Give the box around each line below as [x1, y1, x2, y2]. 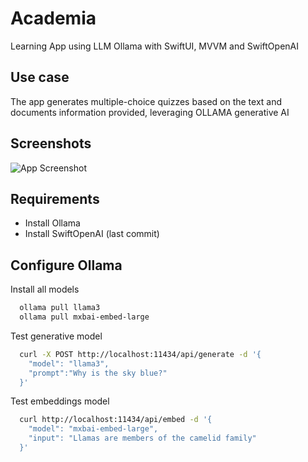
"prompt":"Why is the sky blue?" [28, 368, 168, 378]
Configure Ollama [10, 257, 123, 274]
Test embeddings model [10, 395, 110, 407]
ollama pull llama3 [19, 303, 101, 313]
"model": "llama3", [28, 358, 110, 369]
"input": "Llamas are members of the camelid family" [28, 433, 257, 444]
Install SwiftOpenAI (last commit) [24, 228, 160, 240]
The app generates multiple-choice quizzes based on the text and [10, 95, 283, 107]
